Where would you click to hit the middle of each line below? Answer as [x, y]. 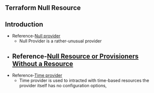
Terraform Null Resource [43, 8]
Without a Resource [43, 64]
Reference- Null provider [36, 36]
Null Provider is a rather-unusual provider [60, 41]
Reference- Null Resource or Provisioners [75, 56]
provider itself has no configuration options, [63, 86]
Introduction [24, 24]
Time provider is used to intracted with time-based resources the [84, 80]
